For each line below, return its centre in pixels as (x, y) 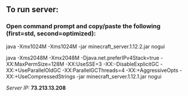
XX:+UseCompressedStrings (41, 76)
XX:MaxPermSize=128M (35, 64)
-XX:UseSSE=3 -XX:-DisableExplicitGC (112, 64)
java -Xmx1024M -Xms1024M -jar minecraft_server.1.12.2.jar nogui (86, 46)
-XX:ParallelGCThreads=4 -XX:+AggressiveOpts (120, 70)
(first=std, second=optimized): (51, 33)
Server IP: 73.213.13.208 (36, 88)
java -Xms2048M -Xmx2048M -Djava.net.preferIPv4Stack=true (83, 57)
